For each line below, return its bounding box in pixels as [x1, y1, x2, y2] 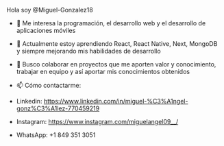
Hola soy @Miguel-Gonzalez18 [6, 6, 93, 14]
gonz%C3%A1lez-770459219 [16, 104, 100, 112]
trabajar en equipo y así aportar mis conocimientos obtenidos [16, 68, 190, 75]
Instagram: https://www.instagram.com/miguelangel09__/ [16, 118, 179, 125]
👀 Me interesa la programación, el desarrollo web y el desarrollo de [16, 19, 206, 27]
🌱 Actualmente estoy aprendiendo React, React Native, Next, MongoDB [16, 40, 218, 47]
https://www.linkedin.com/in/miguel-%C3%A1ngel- [43, 97, 188, 105]
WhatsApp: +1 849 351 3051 [16, 131, 96, 139]
